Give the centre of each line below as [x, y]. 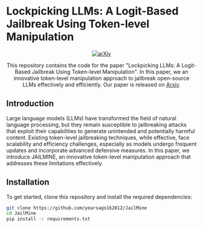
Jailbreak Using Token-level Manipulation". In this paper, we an [110, 71]
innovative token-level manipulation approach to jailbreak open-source [101, 78]
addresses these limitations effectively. [55, 163]
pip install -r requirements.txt [48, 219]
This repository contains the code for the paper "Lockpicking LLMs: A [94, 65]
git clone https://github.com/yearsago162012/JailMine [77, 208]
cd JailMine [21, 213]
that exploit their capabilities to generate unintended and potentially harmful [101, 131]
